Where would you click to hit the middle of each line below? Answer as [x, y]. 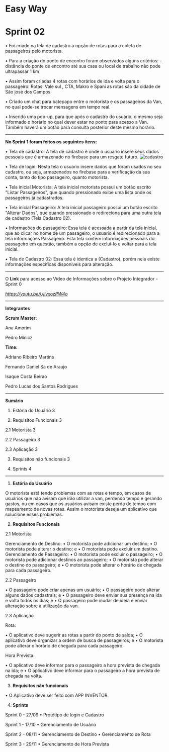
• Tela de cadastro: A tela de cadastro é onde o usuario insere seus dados [82, 152]
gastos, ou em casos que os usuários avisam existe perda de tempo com [81, 504]
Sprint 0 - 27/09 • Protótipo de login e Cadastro [55, 715]
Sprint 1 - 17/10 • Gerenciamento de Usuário [51, 725]
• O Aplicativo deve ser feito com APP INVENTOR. [57, 695]
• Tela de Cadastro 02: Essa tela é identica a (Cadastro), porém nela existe [82, 259]
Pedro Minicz [19, 338]
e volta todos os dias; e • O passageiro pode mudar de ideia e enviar [76, 601]
